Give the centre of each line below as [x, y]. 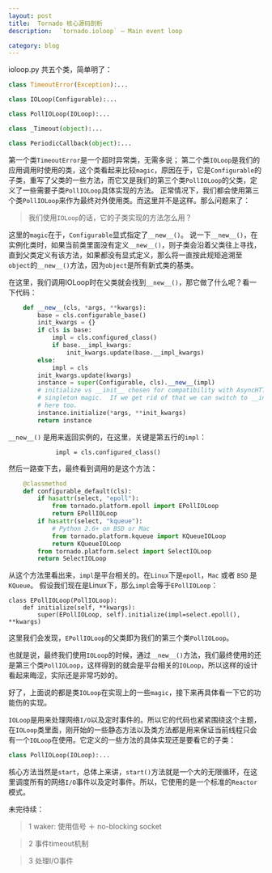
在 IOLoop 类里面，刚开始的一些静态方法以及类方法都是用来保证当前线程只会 [133, 730]
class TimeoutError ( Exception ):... [68, 85]
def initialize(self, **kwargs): [79, 608]
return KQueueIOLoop [86, 544]
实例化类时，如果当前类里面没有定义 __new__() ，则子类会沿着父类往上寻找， [135, 244]
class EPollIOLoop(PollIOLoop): [63, 601]
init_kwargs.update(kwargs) [85, 375]
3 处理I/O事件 [51, 861]
